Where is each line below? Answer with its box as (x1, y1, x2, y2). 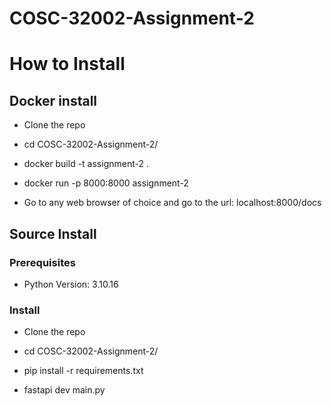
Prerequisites (9, 255, 76, 269)
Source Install (9, 225, 97, 242)
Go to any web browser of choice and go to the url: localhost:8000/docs (23, 197, 322, 209)
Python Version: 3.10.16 (23, 278, 119, 290)
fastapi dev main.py (23, 384, 106, 396)
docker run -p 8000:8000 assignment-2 (23, 177, 189, 189)
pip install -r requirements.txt (23, 365, 144, 377)
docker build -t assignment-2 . (23, 158, 149, 170)
